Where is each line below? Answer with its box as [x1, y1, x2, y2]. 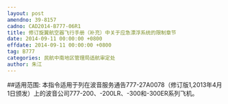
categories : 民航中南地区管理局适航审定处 [7, 55, 116, 62]
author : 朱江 [7, 61, 42, 68]
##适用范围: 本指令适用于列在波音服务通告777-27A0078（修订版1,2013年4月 [7, 80, 223, 89]
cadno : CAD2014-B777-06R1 [7, 23, 81, 29]
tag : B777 [7, 49, 36, 55]
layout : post [7, 10, 45, 17]
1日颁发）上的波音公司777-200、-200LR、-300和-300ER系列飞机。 [7, 89, 199, 97]
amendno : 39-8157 [7, 16, 57, 23]
